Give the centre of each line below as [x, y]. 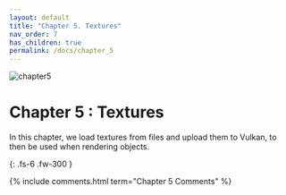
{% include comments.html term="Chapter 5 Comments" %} [121, 182]
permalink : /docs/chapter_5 [62, 51]
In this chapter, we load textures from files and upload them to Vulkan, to [143, 137]
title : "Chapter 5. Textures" [66, 26]
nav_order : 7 [34, 34]
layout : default [39, 17]
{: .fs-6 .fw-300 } [41, 164]
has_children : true [46, 42]
